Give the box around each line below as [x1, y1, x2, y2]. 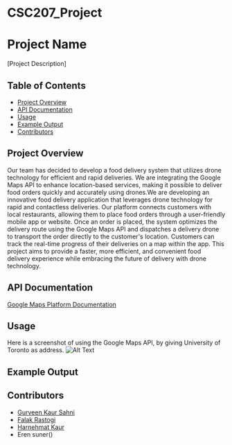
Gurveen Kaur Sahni [17, 408, 75, 417]
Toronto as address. [7, 346, 64, 354]
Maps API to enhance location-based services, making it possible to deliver [7, 180, 223, 189]
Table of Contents [7, 80, 87, 91]
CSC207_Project [7, 5, 102, 21]
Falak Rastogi [17, 415, 56, 424]
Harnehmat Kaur [17, 423, 64, 431]
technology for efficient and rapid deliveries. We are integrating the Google [7, 173, 221, 182]
